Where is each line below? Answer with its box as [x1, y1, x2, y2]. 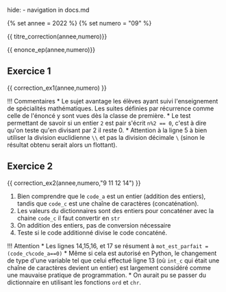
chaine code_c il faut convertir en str [16, 214, 121, 222]
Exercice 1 [7, 65, 51, 77]
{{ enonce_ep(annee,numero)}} [7, 46, 96, 53]
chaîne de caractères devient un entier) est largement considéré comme [7, 263, 211, 271]
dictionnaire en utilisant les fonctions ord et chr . [7, 278, 142, 287]
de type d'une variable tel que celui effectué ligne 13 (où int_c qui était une [7, 256, 220, 265]
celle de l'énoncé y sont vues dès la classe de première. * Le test [7, 111, 191, 119]
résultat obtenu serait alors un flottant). [7, 141, 118, 149]
